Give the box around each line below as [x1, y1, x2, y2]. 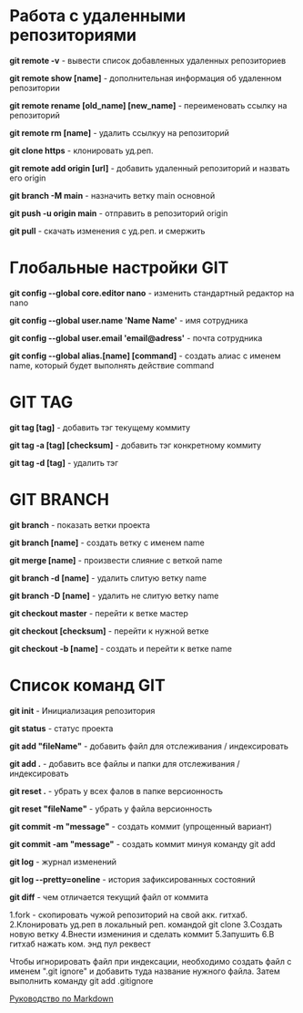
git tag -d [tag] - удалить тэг [9, 457, 119, 468]
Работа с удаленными [9, 5, 187, 26]
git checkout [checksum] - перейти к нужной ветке [9, 625, 209, 636]
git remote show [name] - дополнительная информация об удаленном [9, 72, 282, 83]
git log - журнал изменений [9, 856, 116, 867]
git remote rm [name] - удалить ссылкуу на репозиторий [9, 127, 230, 138]
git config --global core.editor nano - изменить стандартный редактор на [9, 287, 295, 298]
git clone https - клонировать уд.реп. [9, 145, 154, 156]
